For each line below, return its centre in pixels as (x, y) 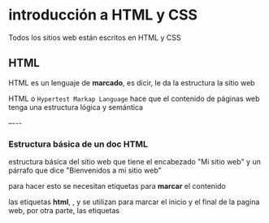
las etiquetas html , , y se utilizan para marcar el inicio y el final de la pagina (134, 202)
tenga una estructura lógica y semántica (76, 107)
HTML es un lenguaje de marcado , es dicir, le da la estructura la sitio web (132, 82)
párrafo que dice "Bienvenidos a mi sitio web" (85, 171)
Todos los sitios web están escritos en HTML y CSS (95, 37)
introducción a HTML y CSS (103, 15)
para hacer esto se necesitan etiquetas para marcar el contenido (117, 186)
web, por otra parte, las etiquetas (64, 211)
